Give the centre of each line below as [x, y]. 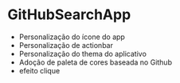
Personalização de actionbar [66, 45]
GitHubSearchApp [69, 15]
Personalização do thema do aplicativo [82, 53]
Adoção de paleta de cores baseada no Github [96, 62]
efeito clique [39, 70]
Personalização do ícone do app [72, 37]
